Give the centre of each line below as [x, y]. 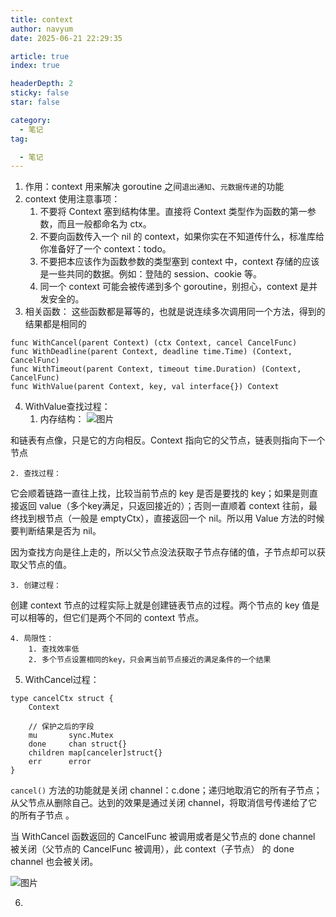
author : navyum [42, 29]
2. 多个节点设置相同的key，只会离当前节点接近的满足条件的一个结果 [150, 660]
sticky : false [40, 93]
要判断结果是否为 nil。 [56, 531]
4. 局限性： [32, 639]
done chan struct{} [78, 744]
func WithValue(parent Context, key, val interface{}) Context [145, 387]
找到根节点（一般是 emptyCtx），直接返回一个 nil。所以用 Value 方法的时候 [171, 518]
